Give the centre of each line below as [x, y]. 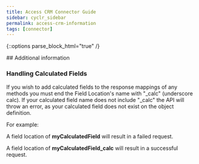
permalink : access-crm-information [51, 23]
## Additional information [38, 58]
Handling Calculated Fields [47, 73]
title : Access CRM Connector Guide [51, 12]
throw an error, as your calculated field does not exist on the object [90, 106]
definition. [19, 112]
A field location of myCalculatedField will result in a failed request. [90, 136]
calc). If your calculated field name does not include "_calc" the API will [95, 100]
